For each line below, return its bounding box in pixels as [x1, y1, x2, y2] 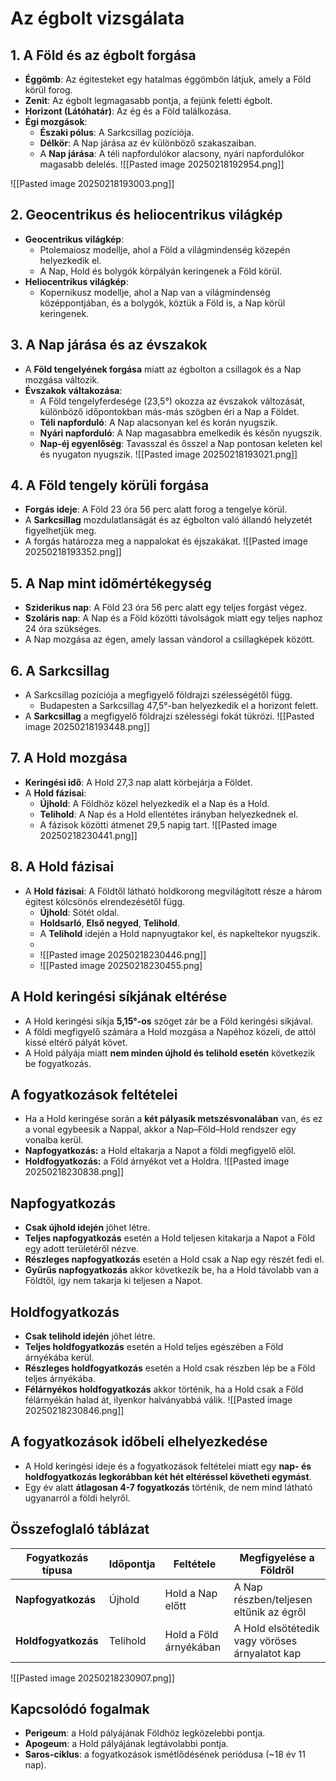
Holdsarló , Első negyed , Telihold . [39, 917, 180, 929]
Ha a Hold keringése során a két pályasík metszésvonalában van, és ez [24, 1113, 323, 1125]
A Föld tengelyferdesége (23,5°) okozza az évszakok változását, [39, 395, 306, 407]
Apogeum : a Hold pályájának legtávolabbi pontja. [24, 1738, 229, 1750]
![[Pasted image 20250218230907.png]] [10, 1672, 175, 1684]
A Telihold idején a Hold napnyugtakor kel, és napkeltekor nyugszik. [39, 927, 321, 939]
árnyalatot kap [233, 1646, 302, 1660]
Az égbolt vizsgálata [10, 7, 185, 30]
